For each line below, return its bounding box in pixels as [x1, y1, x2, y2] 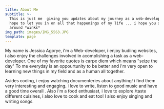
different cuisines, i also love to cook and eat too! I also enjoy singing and [5, 93, 152, 99]
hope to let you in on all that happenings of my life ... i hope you [9, 20, 156, 26]
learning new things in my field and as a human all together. [5, 68, 125, 74]
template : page [5, 35, 36, 39]
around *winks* [9, 25, 41, 30]
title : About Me [5, 7, 38, 12]
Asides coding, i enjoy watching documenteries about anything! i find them [5, 77, 156, 83]
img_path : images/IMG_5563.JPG [5, 30, 69, 35]
